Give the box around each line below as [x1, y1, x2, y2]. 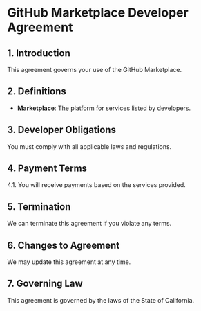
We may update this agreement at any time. [7, 258, 131, 266]
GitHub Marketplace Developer [7, 5, 189, 21]
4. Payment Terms [7, 163, 88, 175]
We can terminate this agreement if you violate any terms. [7, 220, 172, 228]
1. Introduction [7, 47, 70, 59]
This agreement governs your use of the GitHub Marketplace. [7, 66, 182, 73]
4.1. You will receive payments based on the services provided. [7, 181, 186, 189]
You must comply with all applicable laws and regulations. [7, 142, 172, 150]
